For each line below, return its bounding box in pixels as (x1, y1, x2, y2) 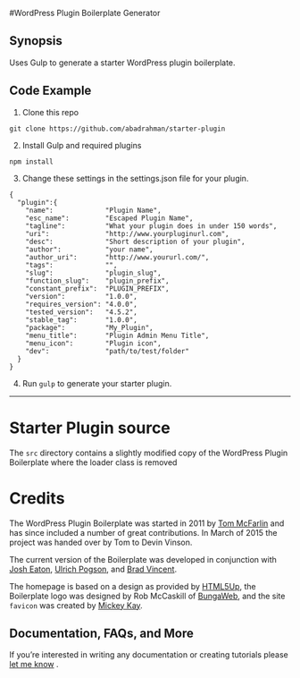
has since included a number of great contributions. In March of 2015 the (9, 527, 279, 538)
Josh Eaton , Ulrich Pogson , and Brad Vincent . (9, 564, 177, 574)
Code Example (9, 83, 92, 98)
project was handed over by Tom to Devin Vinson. (9, 537, 193, 547)
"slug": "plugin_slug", (25, 268, 162, 277)
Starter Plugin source (9, 418, 171, 437)
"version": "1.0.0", (25, 292, 138, 301)
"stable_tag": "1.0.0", (25, 315, 138, 325)
